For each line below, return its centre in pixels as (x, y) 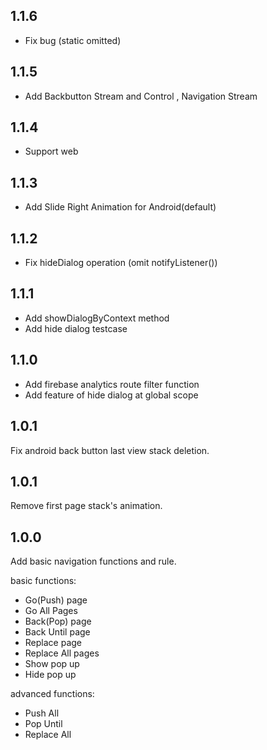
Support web (51, 151)
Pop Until (43, 724)
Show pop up (52, 664)
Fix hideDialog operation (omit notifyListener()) (121, 263)
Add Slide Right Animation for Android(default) (120, 207)
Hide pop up (50, 675)
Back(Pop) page (58, 621)
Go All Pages (51, 611)
